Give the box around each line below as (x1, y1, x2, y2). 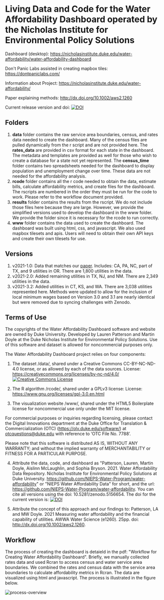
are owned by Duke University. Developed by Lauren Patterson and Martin (5, 331, 155, 337)
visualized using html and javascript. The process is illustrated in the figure (5, 575, 156, 581)
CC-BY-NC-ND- (123, 361, 156, 367)
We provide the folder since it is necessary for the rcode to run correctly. (12, 214, 159, 221)
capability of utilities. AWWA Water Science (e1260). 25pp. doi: (12, 516, 139, 522)
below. (5, 580, 19, 586)
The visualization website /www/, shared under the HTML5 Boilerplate (12, 400, 154, 407)
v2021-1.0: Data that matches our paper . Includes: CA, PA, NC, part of (12, 263, 153, 269)
